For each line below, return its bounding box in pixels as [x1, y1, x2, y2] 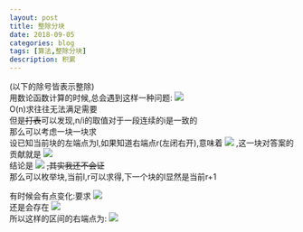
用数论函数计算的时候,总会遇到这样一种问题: [9, 92, 174, 103]
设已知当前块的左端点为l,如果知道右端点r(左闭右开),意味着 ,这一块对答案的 [9, 137, 294, 148]
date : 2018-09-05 [9, 30, 75, 39]
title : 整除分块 [9, 22, 65, 31]
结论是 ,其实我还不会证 [9, 160, 105, 171]
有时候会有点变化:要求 [9, 190, 92, 201]
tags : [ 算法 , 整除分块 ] [9, 47, 87, 56]
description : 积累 [9, 55, 76, 64]
